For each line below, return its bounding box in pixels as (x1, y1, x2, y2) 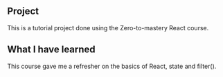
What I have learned (7, 44, 96, 56)
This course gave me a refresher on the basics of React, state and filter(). (7, 62, 217, 70)
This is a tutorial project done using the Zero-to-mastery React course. (7, 23, 209, 32)
